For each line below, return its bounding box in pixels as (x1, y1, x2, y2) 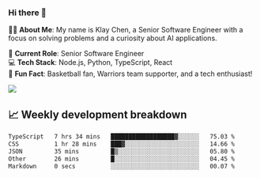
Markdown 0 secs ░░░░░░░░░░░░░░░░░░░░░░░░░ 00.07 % (8, 162, 236, 170)
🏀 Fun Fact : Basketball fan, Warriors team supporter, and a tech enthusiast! (8, 69, 253, 78)
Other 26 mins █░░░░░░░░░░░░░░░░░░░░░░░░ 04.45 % (8, 154, 236, 163)
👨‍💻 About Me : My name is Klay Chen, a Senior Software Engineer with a (8, 25, 243, 35)
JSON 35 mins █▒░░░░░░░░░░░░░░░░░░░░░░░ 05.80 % (8, 147, 236, 155)
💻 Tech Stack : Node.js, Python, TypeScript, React (8, 58, 173, 67)
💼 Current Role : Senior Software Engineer (8, 49, 145, 59)
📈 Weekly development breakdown (8, 108, 187, 121)
